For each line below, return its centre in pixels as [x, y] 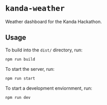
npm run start [20, 78]
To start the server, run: [30, 69]
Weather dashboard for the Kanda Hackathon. [53, 21]
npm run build [20, 59]
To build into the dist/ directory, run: [44, 50]
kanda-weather [35, 8]
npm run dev [18, 97]
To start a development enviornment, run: [49, 88]
